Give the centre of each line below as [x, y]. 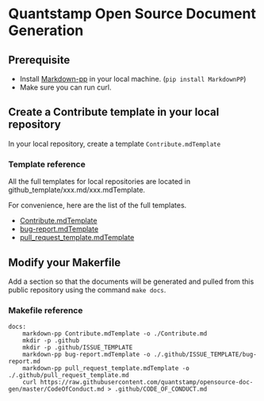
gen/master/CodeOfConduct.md [56, 389]
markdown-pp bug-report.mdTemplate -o [86, 355]
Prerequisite [39, 60]
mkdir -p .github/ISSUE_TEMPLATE [78, 348]
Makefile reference [46, 310]
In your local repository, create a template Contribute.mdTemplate [115, 143]
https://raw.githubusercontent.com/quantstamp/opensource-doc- [147, 382]
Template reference [47, 164]
